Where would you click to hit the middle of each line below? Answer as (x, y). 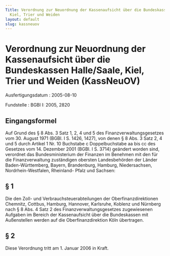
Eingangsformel (31, 121)
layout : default (22, 19)
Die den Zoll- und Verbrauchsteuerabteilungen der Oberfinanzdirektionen (82, 198)
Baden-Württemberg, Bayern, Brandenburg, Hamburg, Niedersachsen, (79, 165)
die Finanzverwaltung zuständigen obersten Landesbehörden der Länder (81, 160)
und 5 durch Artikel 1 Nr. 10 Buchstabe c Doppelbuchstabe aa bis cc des (80, 144)
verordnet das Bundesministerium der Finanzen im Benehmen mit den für (81, 154)
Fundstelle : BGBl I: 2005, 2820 (38, 105)
